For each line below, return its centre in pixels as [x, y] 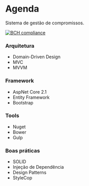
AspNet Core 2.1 [29, 92]
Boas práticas [23, 151]
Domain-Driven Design [37, 57]
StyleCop [22, 178]
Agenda [22, 9]
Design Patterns [29, 172]
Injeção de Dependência [38, 167]
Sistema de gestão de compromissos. [45, 23]
